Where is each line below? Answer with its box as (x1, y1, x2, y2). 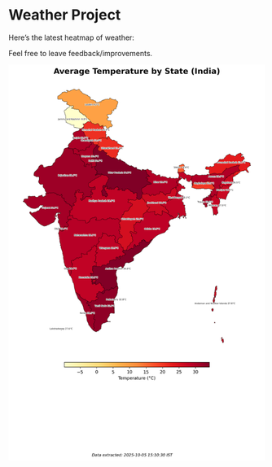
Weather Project (8, 6, 121, 24)
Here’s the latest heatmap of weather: (8, 33, 134, 42)
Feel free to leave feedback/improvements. (8, 48, 153, 58)
